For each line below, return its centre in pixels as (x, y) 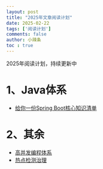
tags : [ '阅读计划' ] (29, 29)
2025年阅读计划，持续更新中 (42, 63)
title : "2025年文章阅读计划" (40, 18)
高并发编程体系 (33, 152)
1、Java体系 (37, 90)
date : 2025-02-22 (28, 23)
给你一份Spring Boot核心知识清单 (56, 108)
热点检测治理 (31, 160)
